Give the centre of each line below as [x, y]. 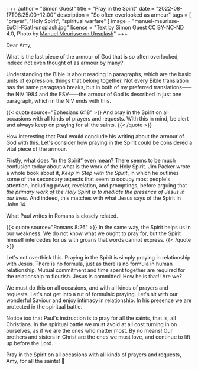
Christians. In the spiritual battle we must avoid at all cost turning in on [92, 324]
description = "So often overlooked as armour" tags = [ [124, 15]
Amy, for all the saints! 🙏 [35, 361]
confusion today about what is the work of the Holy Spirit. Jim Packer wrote [98, 167]
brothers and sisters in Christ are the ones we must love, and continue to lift [98, 337]
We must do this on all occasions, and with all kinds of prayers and [87, 288]
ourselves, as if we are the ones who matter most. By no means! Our [90, 331]
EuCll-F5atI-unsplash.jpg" [38, 27]
